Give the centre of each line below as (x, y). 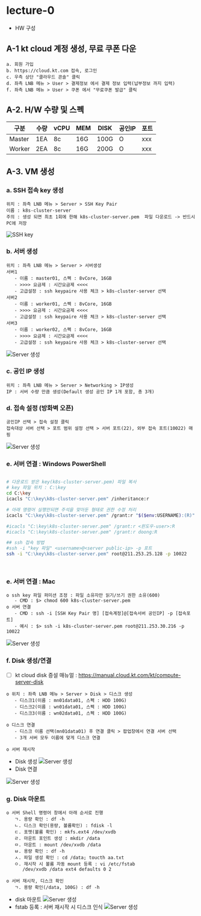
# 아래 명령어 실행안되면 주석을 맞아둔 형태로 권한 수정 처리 (71, 510)
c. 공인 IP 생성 (26, 371)
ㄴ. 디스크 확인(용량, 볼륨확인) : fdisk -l (63, 826)
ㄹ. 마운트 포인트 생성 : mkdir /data (57, 838)
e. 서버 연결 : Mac (31, 581)
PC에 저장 (17, 224)
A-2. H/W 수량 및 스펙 (45, 110)
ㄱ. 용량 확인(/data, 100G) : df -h (57, 887)
